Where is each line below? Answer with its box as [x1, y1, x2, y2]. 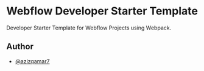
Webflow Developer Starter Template [6, 4, 198, 18]
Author [6, 42, 33, 52]
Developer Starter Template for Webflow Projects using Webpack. [6, 24, 172, 31]
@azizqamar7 [15, 57, 50, 64]
